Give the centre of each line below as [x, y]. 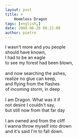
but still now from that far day [35, 110]
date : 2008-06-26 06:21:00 [33, 28]
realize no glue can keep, [31, 78]
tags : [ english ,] [23, 24]
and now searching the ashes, [36, 73]
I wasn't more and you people [35, 47]
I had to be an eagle [25, 57]
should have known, [25, 52]
